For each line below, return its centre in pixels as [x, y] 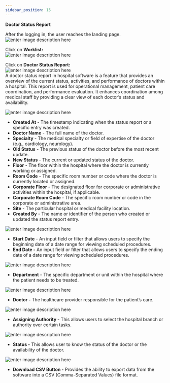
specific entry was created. [41, 127]
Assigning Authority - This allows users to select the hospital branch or [88, 319]
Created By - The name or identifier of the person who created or [81, 214]
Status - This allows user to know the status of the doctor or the [80, 344]
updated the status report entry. [46, 219]
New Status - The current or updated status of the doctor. [73, 160]
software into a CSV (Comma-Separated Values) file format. [75, 375]
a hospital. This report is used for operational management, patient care [80, 86]
